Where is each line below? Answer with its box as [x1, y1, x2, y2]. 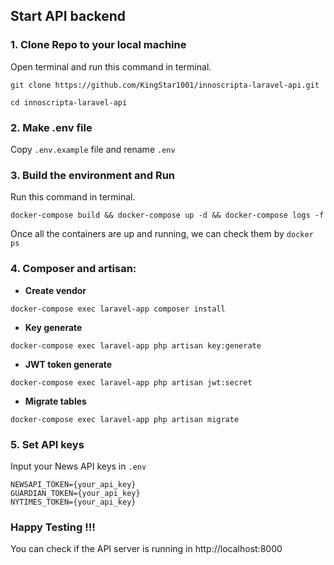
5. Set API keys [10, 437, 85, 451]
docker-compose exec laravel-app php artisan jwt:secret [10, 377, 253, 388]
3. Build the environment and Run [10, 168, 176, 182]
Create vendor [24, 284, 87, 296]
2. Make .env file [10, 120, 93, 134]
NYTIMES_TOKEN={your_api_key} [10, 497, 137, 507]
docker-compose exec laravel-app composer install [10, 304, 226, 314]
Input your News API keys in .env [10, 460, 147, 472]
